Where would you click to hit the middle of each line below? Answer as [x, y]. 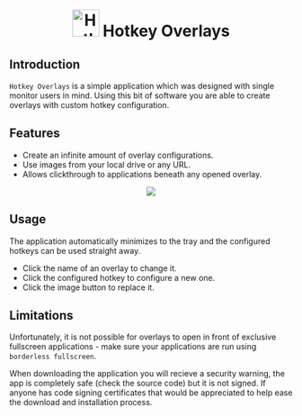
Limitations [41, 316]
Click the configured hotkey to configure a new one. [119, 277]
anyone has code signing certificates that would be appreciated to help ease [151, 393]
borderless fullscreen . [53, 357]
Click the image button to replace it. [88, 287]
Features [35, 134]
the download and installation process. [81, 402]
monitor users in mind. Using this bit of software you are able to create [140, 95]
